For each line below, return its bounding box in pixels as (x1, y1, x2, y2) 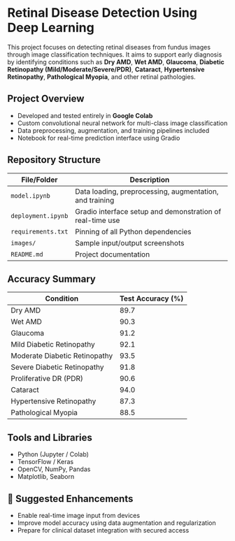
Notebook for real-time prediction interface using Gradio (17, 134, 180, 142)
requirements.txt (10, 227, 69, 236)
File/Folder (20, 175, 58, 185)
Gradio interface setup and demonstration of (74, 206, 222, 216)
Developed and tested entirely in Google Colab (17, 111, 153, 120)
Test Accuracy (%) (119, 294, 184, 303)
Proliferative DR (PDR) (10, 374, 84, 384)
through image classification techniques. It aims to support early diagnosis (7, 50, 222, 59)
